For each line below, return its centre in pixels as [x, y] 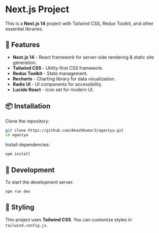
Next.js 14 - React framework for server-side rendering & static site [83, 57]
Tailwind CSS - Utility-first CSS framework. [58, 68]
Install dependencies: [28, 145]
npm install [18, 154]
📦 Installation [28, 106]
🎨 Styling [20, 207]
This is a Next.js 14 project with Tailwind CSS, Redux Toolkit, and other [80, 23]
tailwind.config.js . [26, 225]
